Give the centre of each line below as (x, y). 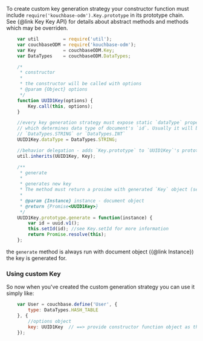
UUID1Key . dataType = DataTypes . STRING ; (67, 140)
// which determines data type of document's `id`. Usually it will (105, 128)
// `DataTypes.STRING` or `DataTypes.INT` (71, 134)
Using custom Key (34, 273)
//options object (50, 321)
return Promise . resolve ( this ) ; (67, 235)
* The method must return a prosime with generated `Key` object (104, 190)
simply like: (20, 293)
